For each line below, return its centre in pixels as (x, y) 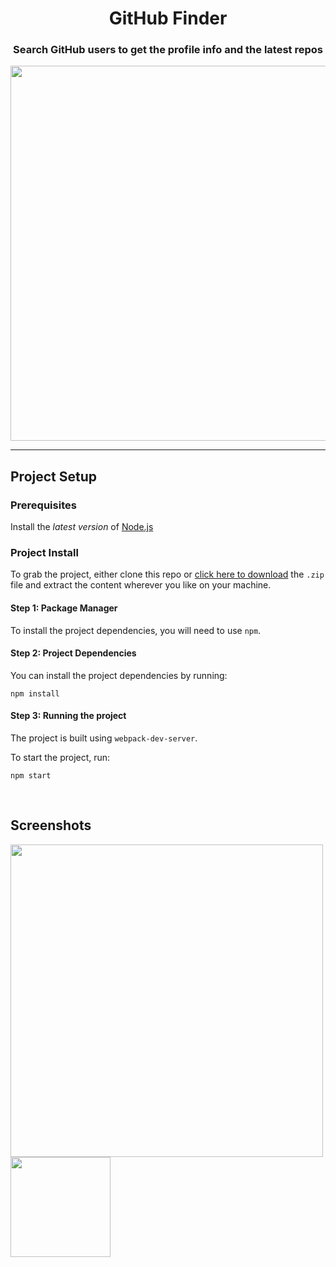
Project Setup (54, 476)
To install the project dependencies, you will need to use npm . (136, 630)
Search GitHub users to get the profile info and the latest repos (168, 50)
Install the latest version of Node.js (82, 527)
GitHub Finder (168, 18)
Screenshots (51, 825)
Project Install (44, 553)
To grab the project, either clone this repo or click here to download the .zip (167, 574)
